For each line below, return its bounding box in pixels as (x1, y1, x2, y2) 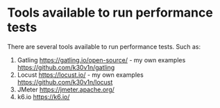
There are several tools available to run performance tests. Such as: (7, 42, 201, 51)
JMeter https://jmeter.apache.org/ (17, 85, 115, 93)
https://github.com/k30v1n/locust (17, 78, 113, 86)
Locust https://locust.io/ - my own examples (17, 71, 144, 79)
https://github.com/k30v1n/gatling (17, 63, 115, 71)
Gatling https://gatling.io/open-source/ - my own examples (17, 55, 186, 64)
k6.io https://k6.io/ (17, 92, 70, 101)
